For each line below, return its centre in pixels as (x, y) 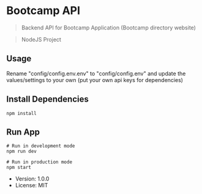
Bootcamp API (43, 11)
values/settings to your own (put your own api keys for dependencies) (95, 80)
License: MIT (32, 185)
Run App (23, 132)
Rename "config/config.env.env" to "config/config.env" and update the (96, 73)
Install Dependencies (47, 99)
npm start (19, 168)
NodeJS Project (41, 39)
